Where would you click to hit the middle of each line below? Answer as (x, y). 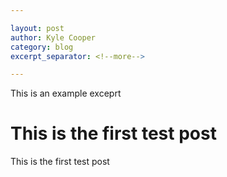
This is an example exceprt (66, 93)
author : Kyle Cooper (53, 37)
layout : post (37, 28)
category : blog (42, 47)
